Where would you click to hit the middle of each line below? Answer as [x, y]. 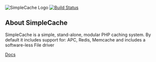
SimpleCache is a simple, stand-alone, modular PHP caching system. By [78, 35]
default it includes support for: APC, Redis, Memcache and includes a [75, 40]
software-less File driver [30, 45]
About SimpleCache [36, 23]
